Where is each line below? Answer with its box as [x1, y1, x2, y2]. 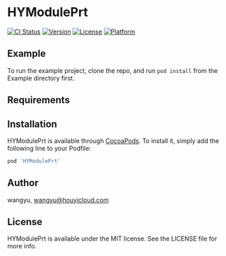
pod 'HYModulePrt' [7, 157, 61, 165]
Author [7, 177, 38, 189]
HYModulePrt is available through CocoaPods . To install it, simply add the [7, 136, 219, 144]
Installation [7, 118, 57, 130]
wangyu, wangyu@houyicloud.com [7, 196, 109, 204]
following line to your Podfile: [7, 144, 92, 152]
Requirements [7, 94, 70, 106]
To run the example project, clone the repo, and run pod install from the [7, 66, 218, 74]
